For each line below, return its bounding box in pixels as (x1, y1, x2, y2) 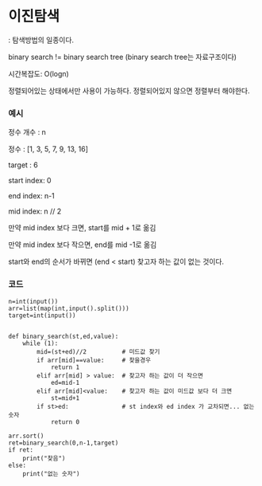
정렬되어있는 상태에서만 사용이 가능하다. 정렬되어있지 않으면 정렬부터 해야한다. (8, 85, 250, 96)
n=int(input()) (8, 297, 59, 305)
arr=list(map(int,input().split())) (8, 304, 129, 312)
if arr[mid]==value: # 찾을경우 (37, 356, 152, 364)
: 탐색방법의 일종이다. (8, 35, 74, 45)
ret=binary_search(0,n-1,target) (8, 439, 119, 447)
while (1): (22, 339, 59, 347)
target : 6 (8, 160, 38, 170)
